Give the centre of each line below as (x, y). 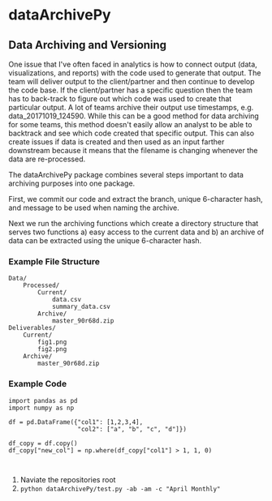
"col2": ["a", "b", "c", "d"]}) (132, 429)
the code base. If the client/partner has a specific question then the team (131, 90)
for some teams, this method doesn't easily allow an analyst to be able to (130, 124)
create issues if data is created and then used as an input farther (117, 142)
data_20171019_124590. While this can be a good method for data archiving (134, 116)
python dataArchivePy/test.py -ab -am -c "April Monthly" (120, 489)
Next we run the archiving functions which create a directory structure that (134, 223)
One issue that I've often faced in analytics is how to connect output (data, (133, 64)
